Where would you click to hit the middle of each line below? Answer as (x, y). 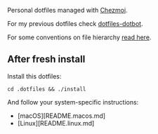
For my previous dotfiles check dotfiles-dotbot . (75, 24)
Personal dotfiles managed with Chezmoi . (67, 10)
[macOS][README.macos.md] (61, 116)
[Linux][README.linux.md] (56, 123)
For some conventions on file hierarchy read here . (79, 37)
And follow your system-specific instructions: (73, 102)
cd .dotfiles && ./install (47, 89)
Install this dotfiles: (34, 76)
